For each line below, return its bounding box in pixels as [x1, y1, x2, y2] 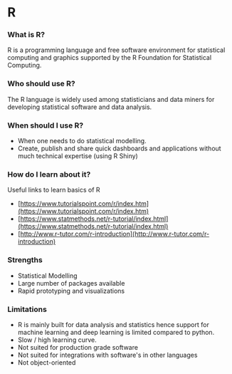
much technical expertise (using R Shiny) [17, 152, 139, 160]
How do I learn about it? [7, 170, 91, 179]
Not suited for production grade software [17, 343, 139, 351]
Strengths [7, 255, 43, 265]
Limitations [7, 304, 48, 314]
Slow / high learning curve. [17, 336, 97, 344]
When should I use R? [7, 120, 84, 130]
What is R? [7, 30, 45, 40]
